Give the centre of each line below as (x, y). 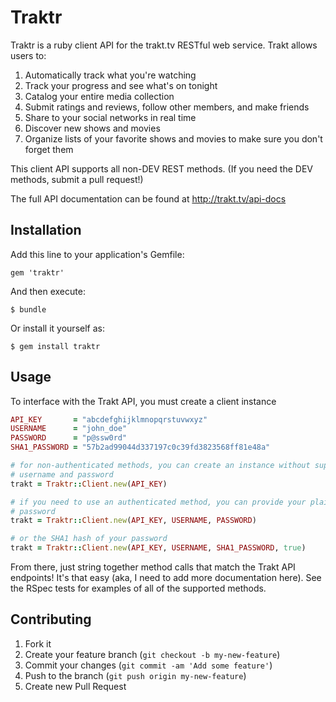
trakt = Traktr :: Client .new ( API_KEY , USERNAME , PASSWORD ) (133, 521)
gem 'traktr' (37, 272)
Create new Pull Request (75, 686)
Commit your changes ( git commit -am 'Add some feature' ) (148, 665)
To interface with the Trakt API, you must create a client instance (143, 401)
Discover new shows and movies (92, 128)
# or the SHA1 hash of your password (89, 539)
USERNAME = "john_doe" (69, 429)
